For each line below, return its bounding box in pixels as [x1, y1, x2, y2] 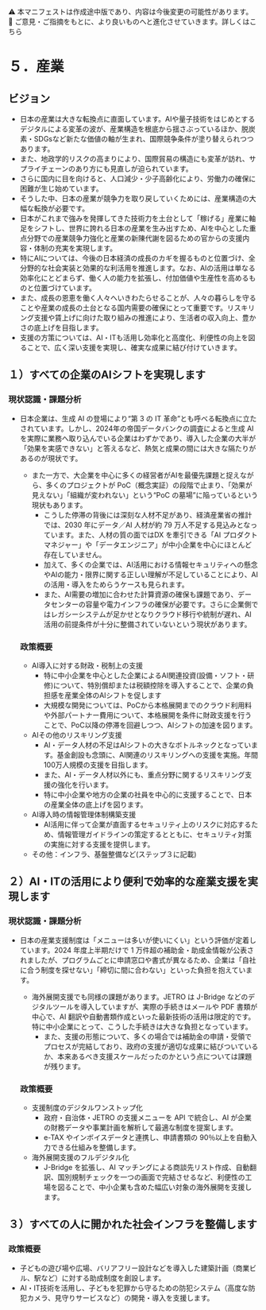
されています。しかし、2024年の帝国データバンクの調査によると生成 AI [19, 424, 254, 433]
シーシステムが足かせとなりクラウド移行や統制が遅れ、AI [64, 609, 252, 618]
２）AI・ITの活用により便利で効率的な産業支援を [8, 875, 249, 889]
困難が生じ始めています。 [19, 184, 103, 193]
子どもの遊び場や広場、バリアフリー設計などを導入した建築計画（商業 [19, 1263, 250, 1273]
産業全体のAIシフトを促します [64, 690, 162, 700]
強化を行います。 [57, 780, 113, 789]
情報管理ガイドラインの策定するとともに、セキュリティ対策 [57, 829, 253, 839]
